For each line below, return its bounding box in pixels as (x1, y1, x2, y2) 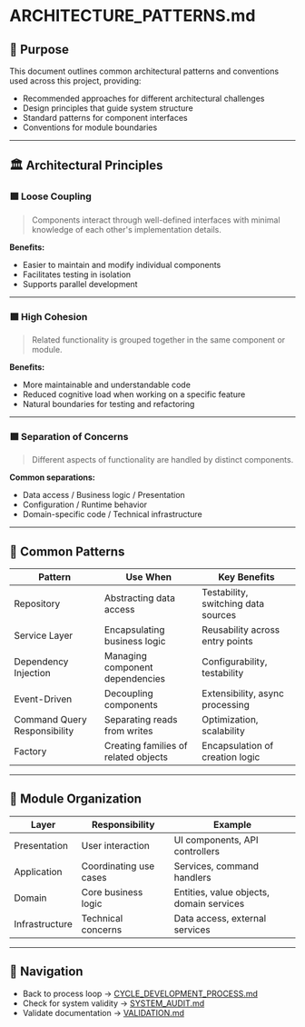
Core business (81, 885, 143, 898)
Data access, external (173, 912, 267, 924)
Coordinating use (81, 860, 155, 872)
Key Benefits (217, 571, 275, 583)
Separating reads (103, 713, 178, 726)
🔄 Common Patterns (9, 543, 125, 559)
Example (212, 818, 252, 831)
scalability (202, 724, 245, 737)
